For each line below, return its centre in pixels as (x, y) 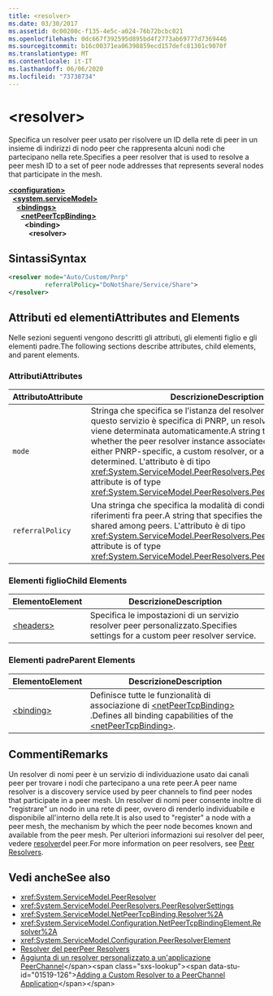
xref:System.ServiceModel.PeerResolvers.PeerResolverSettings (127, 906)
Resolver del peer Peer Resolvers (75, 949)
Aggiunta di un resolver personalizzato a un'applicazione (115, 958)
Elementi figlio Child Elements (68, 581)
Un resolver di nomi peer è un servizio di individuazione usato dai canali (129, 774)
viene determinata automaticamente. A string (175, 431)
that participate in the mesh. (56, 174)
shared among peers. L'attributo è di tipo (168, 526)
